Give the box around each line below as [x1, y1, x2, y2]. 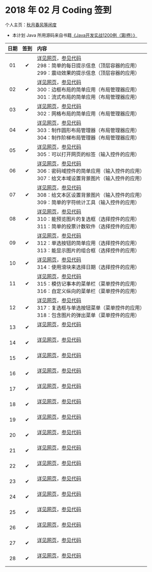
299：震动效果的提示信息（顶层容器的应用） [37, 70, 140, 76]
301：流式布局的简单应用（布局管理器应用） [37, 93, 140, 100]
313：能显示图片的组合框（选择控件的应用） [37, 247, 140, 254]
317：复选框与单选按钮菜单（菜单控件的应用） [37, 304, 145, 311]
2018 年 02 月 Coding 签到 [5, 4, 112, 16]
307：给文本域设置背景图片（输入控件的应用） [37, 175, 145, 181]
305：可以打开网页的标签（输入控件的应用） [37, 151, 140, 158]
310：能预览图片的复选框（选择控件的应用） [37, 215, 140, 222]
